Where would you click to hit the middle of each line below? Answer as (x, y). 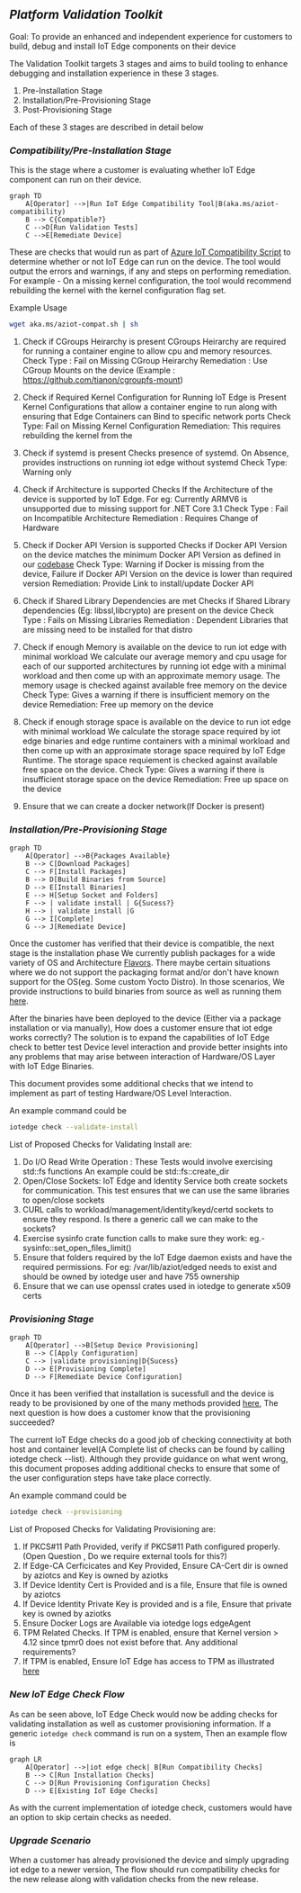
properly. (263, 1546)
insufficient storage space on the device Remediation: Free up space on (155, 779)
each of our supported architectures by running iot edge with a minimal (154, 666)
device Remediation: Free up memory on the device (118, 704)
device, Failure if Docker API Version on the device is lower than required (157, 573)
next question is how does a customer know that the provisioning (130, 1413)
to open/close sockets (63, 1200)
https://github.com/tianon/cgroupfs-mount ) (103, 379)
